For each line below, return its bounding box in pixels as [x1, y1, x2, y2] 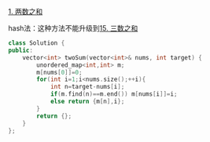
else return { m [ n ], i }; [50, 97, 125, 105]
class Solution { [8, 39, 65, 47]
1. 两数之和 [8, 7, 43, 16]
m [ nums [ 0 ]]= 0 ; [36, 68, 83, 76]
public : [8, 46, 34, 54]
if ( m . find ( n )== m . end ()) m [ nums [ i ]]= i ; [50, 90, 178, 98]
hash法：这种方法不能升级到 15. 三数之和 [8, 24, 138, 33]
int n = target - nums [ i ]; [50, 83, 125, 91]
